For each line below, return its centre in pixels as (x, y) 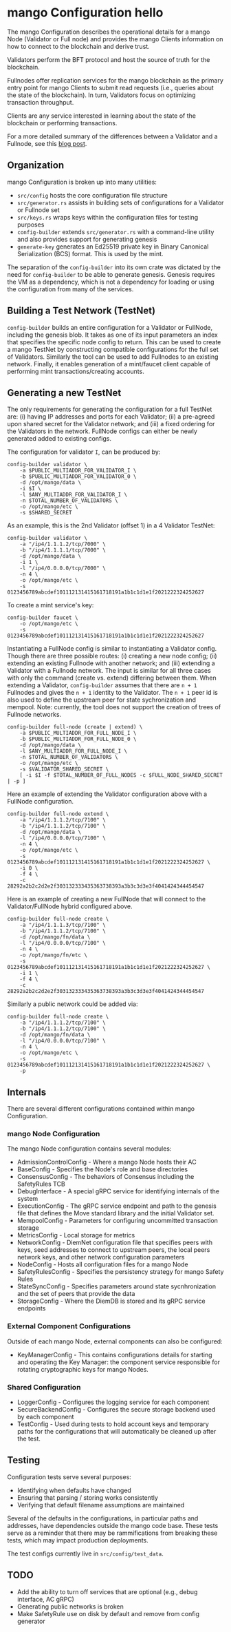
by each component (45, 1417)
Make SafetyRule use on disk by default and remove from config (108, 1613)
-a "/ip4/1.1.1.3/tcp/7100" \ (63, 925)
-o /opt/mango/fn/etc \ (54, 955)
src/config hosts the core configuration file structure (92, 195)
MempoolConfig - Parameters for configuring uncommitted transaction (118, 1221)
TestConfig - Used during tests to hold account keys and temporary (113, 1424)
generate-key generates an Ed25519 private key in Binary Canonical (113, 247)
